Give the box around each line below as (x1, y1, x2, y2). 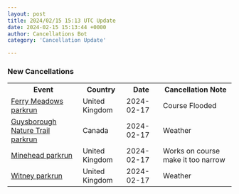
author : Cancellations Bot (7, 30, 87, 38)
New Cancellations (7, 67, 75, 77)
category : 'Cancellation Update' (7, 37, 107, 44)
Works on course (162, 146, 221, 156)
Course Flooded (162, 101, 217, 111)
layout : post (7, 10, 46, 18)
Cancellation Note (164, 85, 227, 95)
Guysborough (11, 117, 57, 126)
